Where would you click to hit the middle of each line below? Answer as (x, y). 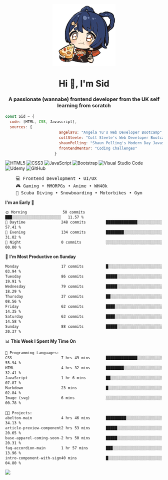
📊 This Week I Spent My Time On (40, 341)
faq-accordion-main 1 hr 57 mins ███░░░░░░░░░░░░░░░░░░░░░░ (84, 448)
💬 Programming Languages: (32, 353)
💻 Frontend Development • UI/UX (56, 179)
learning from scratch (84, 106)
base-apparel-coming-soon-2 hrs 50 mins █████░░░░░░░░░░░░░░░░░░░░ (84, 438)
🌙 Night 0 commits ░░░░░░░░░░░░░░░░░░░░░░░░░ (84, 243)
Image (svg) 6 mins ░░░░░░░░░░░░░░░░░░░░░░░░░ (84, 398)
